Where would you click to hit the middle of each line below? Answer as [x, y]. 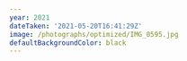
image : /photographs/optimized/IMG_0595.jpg [94, 34]
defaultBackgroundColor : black [68, 43]
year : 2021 [30, 17]
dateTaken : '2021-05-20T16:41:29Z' [76, 26]
